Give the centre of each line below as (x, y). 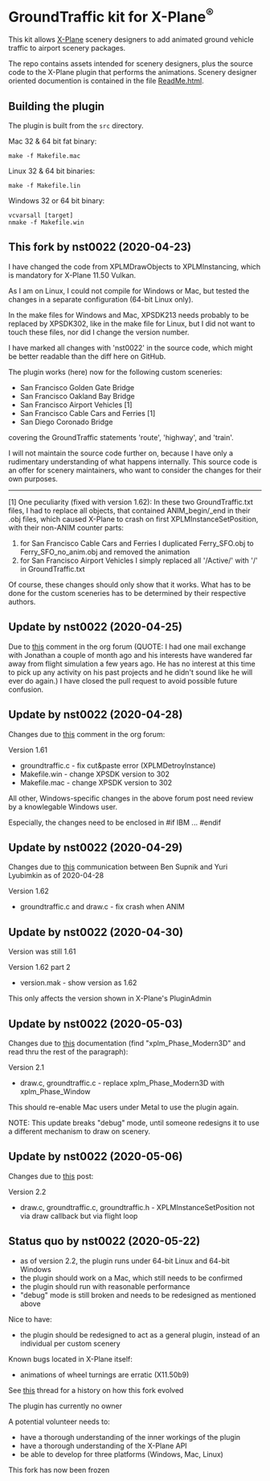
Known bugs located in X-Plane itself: (70, 1358)
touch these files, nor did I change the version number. (99, 332)
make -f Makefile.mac (45, 156)
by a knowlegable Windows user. (63, 806)
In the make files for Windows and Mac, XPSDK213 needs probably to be (129, 314)
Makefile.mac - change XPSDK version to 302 (96, 782)
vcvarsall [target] (41, 216)
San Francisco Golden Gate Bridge (77, 387)
